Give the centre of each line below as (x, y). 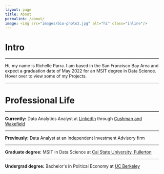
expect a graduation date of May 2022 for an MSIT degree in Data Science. (81, 71)
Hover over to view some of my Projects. (46, 76)
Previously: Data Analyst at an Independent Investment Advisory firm (75, 138)
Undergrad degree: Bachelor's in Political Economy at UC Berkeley (72, 166)
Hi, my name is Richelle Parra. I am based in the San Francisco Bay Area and (82, 66)
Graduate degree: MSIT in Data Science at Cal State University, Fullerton (78, 152)
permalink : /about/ (25, 19)
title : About (18, 14)
